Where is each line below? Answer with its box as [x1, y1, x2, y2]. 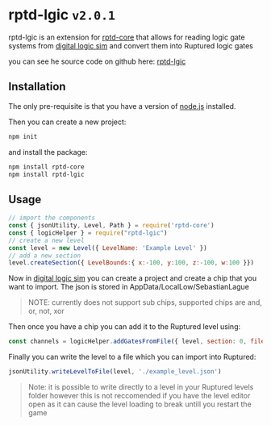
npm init [8, 132, 38, 140]
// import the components [8, 214, 95, 223]
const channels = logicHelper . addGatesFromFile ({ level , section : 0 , [8, 337, 248, 346]
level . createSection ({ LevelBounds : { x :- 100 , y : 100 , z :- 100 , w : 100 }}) [8, 259, 255, 267]
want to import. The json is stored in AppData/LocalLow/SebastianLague [8, 282, 250, 292]
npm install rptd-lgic [8, 170, 85, 178]
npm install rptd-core [8, 163, 85, 171]
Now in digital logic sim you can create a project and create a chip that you [8, 273, 257, 283]
